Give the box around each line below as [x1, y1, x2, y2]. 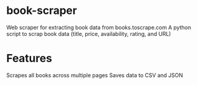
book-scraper [6, 4, 77, 18]
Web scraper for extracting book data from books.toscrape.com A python [6, 24, 192, 31]
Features [6, 52, 52, 66]
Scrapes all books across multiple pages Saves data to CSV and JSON [6, 71, 184, 79]
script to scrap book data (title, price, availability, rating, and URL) [6, 30, 171, 37]
